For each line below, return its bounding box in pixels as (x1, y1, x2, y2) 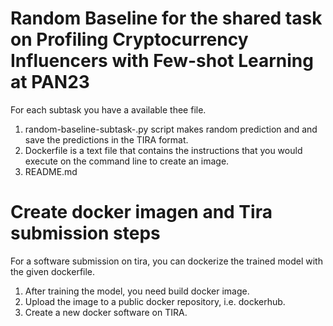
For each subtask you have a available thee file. (10, 103, 207, 116)
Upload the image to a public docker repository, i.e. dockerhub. (24, 295, 286, 307)
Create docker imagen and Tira (10, 201, 273, 224)
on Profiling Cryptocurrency (10, 28, 249, 51)
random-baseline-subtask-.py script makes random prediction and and (24, 123, 318, 135)
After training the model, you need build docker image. (24, 285, 250, 297)
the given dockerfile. (10, 265, 96, 277)
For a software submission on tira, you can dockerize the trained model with (10, 255, 323, 267)
